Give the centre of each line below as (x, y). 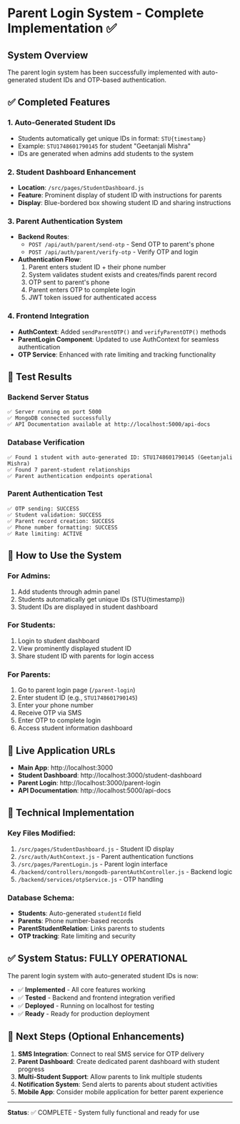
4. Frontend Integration (48, 316)
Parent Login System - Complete (106, 13)
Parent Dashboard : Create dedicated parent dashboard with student (119, 1061)
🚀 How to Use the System (65, 556)
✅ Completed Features (59, 103)
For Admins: (29, 576)
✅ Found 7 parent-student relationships (69, 469)
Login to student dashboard (59, 640)
